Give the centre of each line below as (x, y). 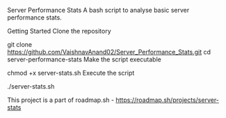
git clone (20, 44)
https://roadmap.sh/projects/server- (167, 100)
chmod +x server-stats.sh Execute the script (71, 73)
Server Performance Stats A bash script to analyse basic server (98, 10)
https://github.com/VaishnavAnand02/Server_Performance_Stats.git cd (109, 52)
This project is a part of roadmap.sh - (61, 100)
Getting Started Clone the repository (59, 31)
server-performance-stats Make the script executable (84, 59)
